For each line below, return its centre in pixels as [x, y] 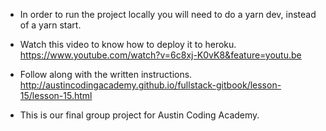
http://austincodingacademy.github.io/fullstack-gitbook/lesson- [150, 85]
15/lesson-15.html [56, 95]
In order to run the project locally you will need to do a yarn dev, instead [168, 14]
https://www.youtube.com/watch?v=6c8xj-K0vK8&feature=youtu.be [160, 55]
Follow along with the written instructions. [106, 74]
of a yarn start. [50, 25]
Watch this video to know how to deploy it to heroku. [128, 44]
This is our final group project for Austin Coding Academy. [139, 115]
